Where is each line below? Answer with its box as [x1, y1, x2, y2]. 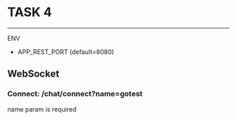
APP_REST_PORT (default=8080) [17, 47, 114, 56]
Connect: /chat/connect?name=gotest [7, 89, 143, 99]
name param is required [7, 105, 77, 113]
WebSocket [7, 68, 60, 80]
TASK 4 [7, 4, 52, 20]
